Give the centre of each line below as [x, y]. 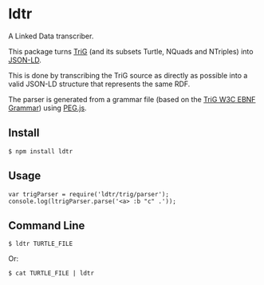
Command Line [47, 226]
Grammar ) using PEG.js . [47, 108]
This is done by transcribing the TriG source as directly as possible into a [128, 75]
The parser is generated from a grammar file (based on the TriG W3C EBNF [132, 99]
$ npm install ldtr [41, 151]
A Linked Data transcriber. [51, 36]
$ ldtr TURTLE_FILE [41, 244]
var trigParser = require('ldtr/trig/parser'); [89, 194]
